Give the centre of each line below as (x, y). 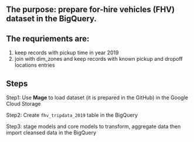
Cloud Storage (23, 104)
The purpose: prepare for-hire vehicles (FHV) (90, 10)
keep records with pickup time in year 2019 (67, 53)
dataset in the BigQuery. (51, 19)
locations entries (35, 65)
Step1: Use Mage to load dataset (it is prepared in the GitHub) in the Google (97, 98)
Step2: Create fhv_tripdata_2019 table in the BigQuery (72, 115)
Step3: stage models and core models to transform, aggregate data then (93, 127)
